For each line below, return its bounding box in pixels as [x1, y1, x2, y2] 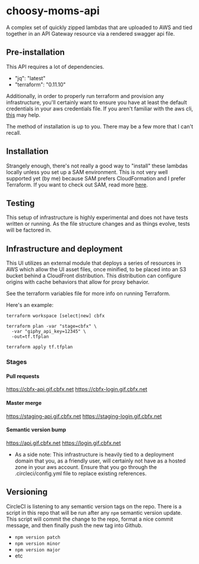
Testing [6, 198, 35, 208]
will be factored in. [6, 227, 52, 234]
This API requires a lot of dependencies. [6, 63, 105, 70]
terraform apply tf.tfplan [6, 344, 73, 350]
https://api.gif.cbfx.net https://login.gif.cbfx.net [6, 439, 121, 446]
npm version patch [14, 534, 61, 540]
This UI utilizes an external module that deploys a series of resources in [6, 259, 181, 267]
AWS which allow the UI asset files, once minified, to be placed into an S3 [6, 266, 187, 273]
